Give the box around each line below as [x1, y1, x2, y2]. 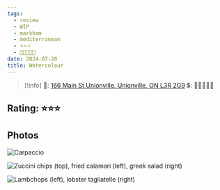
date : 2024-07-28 [7, 56, 58, 63]
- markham [13, 29, 42, 37]
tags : [7, 10, 23, 17]
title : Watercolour [7, 62, 64, 69]
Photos [7, 129, 39, 141]
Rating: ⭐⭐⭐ [7, 102, 61, 115]
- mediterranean [13, 36, 61, 43]
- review [13, 17, 39, 24]
